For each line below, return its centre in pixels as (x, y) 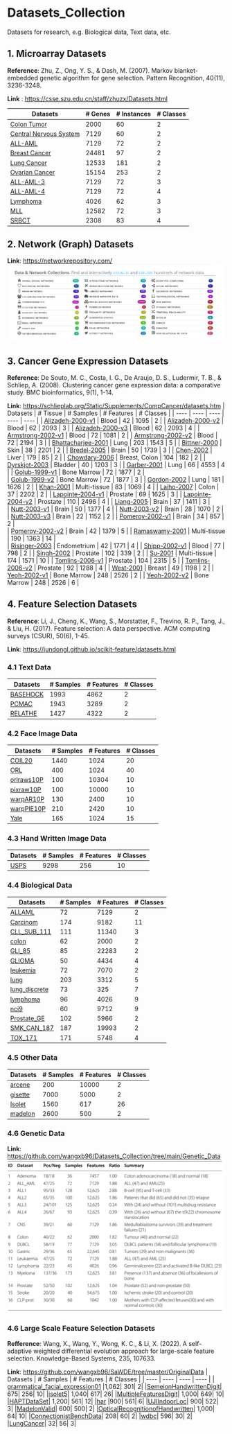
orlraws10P (27, 780)
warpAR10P (27, 799)
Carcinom (24, 922)
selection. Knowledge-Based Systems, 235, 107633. (81, 1358)
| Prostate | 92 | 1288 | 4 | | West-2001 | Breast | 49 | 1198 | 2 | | (124, 568)
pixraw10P (26, 789)
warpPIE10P (28, 809)
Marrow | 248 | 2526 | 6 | (43, 582)
